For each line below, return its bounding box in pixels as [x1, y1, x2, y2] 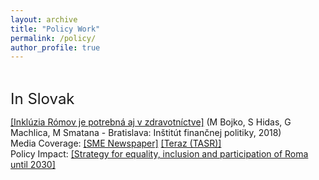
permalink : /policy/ [10, 33, 97, 43]
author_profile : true [10, 42, 101, 53]
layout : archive [10, 14, 78, 25]
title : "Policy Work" [10, 24, 101, 34]
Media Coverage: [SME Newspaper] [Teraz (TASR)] [10, 137, 222, 150]
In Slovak [10, 89, 75, 109]
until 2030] [10, 159, 56, 171]
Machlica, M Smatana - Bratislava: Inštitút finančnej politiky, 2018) [10, 127, 282, 139]
